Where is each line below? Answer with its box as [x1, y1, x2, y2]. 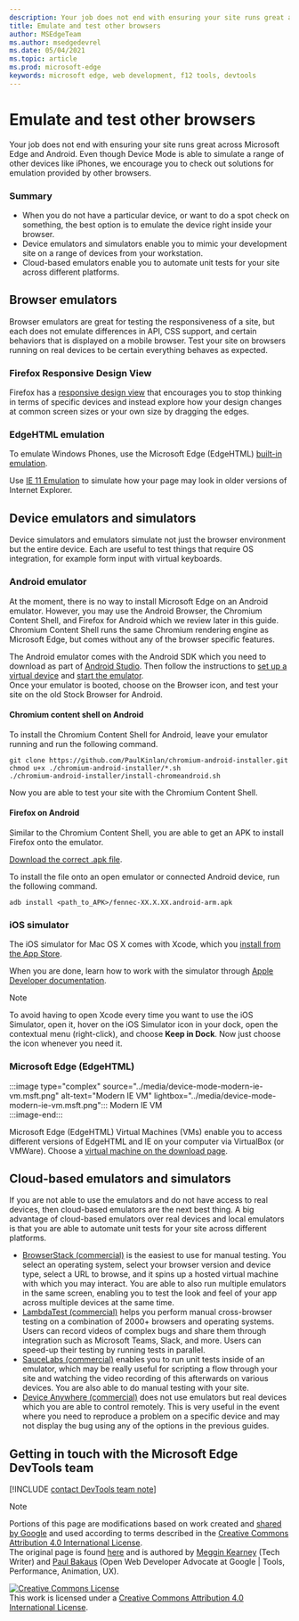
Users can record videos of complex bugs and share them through [21, 1326, 267, 1337]
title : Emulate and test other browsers [9, 21, 162, 30]
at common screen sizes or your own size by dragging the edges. [9, 407, 249, 417]
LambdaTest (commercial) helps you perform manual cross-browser [21, 1307, 273, 1318]
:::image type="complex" [9, 1081, 101, 1091]
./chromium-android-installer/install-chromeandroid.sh [9, 771, 221, 780]
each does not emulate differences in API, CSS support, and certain [9, 325, 257, 336]
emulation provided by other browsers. [9, 167, 151, 178]
